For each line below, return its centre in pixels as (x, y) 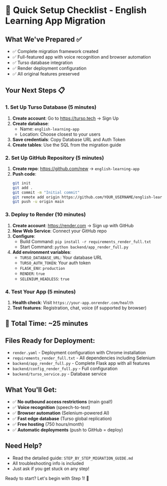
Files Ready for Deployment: (50, 341)
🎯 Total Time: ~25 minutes (47, 324)
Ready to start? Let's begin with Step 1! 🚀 (47, 478)
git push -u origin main (38, 202)
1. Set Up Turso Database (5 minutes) (51, 107)
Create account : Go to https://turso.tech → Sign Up (65, 118)
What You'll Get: (31, 390)
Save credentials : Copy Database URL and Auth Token (69, 139)
